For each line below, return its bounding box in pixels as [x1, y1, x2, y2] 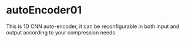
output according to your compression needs [6, 29, 116, 36]
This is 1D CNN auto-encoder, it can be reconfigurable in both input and [6, 23, 180, 30]
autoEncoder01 [6, 3, 82, 17]
